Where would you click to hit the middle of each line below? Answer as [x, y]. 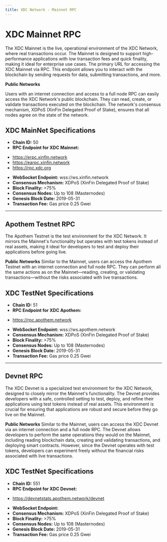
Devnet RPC [24, 376]
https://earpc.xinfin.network [41, 162]
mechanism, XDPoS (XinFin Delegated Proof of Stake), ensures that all [77, 109]
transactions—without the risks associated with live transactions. [72, 277]
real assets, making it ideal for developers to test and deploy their [72, 247]
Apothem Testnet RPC [40, 224]
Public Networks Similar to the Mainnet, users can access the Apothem [79, 262]
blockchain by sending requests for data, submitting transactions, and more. [83, 75]
